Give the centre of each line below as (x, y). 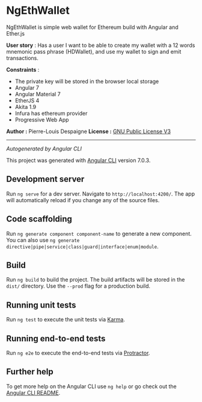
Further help (30, 372)
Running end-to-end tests (56, 339)
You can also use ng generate (43, 240)
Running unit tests (41, 305)
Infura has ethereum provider (51, 113)
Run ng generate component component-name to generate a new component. (99, 233)
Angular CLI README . (33, 392)
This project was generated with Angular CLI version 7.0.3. (78, 160)
